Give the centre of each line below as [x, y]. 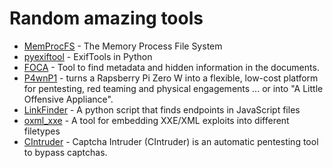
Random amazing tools [106, 18]
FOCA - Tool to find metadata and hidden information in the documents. [171, 67]
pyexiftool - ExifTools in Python [88, 56]
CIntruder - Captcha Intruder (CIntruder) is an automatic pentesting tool [171, 141]
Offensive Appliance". [68, 99]
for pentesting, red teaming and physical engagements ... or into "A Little [173, 88]
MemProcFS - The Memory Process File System [123, 46]
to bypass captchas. [65, 152]
